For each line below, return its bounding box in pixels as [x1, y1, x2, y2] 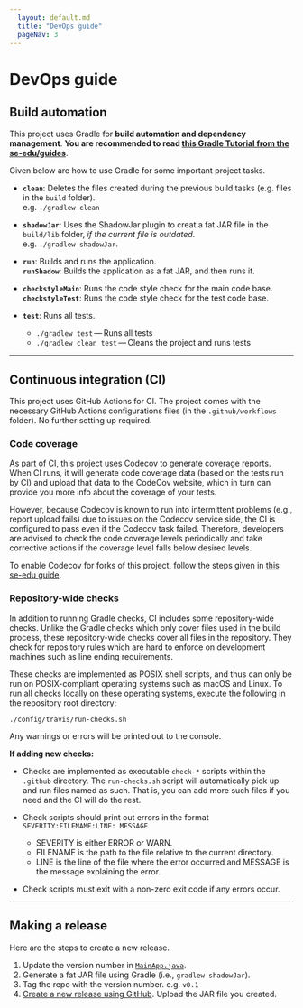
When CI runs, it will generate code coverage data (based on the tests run [9, 467, 284, 478]
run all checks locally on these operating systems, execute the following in [9, 688, 286, 698]
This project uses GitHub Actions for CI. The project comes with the [9, 396, 262, 407]
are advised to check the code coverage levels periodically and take [9, 533, 263, 544]
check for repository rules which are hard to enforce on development [9, 642, 266, 652]
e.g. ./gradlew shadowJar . [22, 238, 119, 249]
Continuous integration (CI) [9, 372, 167, 387]
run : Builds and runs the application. [22, 256, 157, 267]
